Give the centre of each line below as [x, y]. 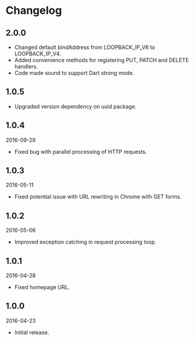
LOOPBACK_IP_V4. [38, 54]
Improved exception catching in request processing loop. [85, 242]
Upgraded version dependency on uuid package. [75, 106]
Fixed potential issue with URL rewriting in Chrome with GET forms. [98, 197]
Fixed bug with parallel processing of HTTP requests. [81, 151]
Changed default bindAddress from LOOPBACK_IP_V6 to [85, 47]
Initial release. [32, 332]
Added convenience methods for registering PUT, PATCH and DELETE [101, 60]
